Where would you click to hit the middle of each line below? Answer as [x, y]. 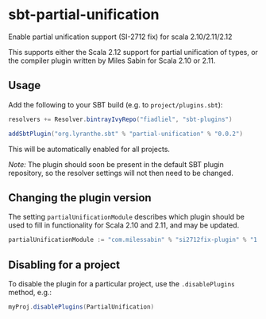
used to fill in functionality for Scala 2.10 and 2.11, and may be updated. [124, 225]
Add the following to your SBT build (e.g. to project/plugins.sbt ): [116, 104]
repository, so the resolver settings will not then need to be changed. [121, 173]
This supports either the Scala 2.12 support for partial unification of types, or [133, 52]
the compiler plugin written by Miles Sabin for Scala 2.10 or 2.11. [112, 60]
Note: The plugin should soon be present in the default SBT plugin [116, 164]
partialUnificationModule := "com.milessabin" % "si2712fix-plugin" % [127, 240]
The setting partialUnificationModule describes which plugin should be [126, 217]
